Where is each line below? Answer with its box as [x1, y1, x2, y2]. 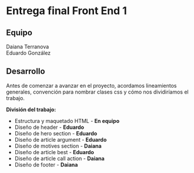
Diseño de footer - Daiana [14, 161, 78, 168]
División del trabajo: [6, 106, 56, 113]
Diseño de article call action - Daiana [14, 155, 105, 162]
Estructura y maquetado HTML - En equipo [14, 117, 119, 124]
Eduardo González [6, 49, 51, 56]
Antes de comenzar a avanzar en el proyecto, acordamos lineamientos [6, 82, 178, 89]
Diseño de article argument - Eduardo [14, 136, 107, 143]
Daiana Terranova [6, 43, 49, 50]
